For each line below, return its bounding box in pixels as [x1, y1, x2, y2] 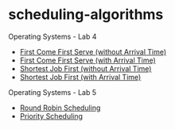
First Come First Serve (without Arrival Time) [19, 47, 167, 56]
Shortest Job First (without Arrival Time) [19, 63, 152, 73]
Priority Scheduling [19, 111, 84, 120]
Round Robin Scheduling [19, 103, 101, 112]
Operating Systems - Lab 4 [8, 32, 97, 41]
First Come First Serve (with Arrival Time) [19, 55, 157, 65]
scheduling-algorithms [8, 6, 164, 24]
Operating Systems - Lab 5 [8, 87, 97, 97]
